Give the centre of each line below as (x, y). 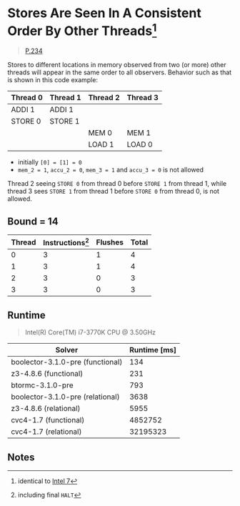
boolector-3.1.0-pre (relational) (65, 397)
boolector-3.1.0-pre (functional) (67, 362)
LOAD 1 (101, 144)
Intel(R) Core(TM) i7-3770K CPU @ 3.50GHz (90, 332)
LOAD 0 (140, 144)
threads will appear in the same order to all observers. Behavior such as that (120, 72)
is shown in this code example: (53, 80)
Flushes (110, 242)
